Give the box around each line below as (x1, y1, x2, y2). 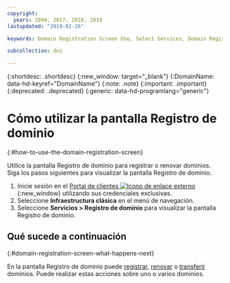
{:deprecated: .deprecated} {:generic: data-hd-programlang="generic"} (7, 87, 209, 95)
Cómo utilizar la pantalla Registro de (7, 111, 217, 127)
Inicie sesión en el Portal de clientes (16, 182, 118, 190)
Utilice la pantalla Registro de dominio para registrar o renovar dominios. (7, 162, 211, 170)
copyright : (7, 10, 38, 17)
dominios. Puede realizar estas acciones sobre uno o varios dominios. (7, 269, 205, 278)
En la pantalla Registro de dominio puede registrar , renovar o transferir (7, 262, 205, 271)
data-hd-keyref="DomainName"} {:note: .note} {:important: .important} (7, 79, 207, 88)
